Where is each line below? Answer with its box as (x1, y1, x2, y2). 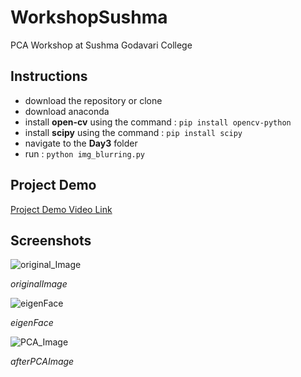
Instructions (10, 68, 88, 85)
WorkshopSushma (10, 6, 168, 29)
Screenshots (10, 232, 92, 249)
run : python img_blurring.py (24, 147, 146, 160)
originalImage (10, 278, 68, 290)
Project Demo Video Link (10, 203, 113, 215)
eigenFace (10, 317, 54, 329)
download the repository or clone (24, 94, 163, 106)
